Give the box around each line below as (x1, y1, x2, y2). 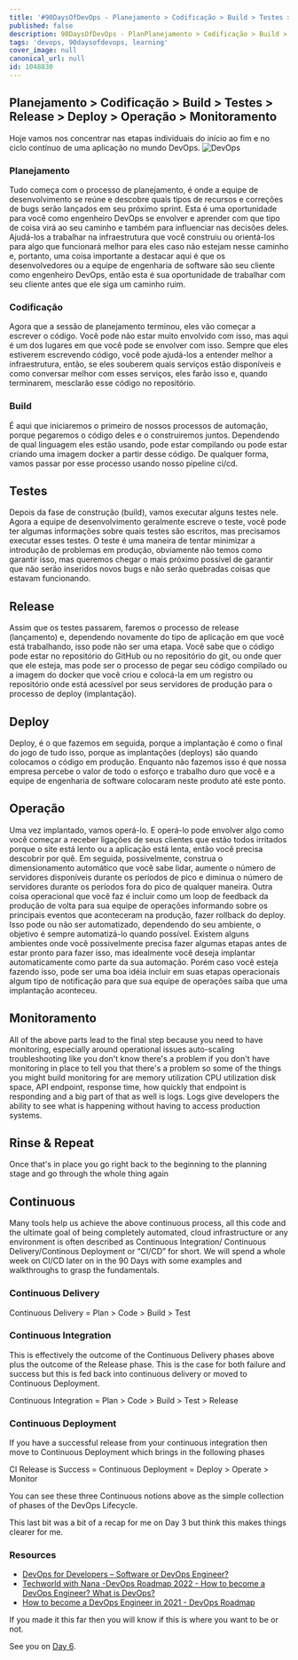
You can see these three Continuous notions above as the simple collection (9, 1490, 285, 1501)
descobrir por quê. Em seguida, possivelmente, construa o (9, 853, 223, 864)
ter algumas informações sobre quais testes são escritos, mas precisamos (9, 526, 281, 537)
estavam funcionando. (9, 573, 91, 584)
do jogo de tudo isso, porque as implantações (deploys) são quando (9, 747, 259, 758)
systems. (9, 1110, 43, 1120)
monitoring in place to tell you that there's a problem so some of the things (9, 1063, 282, 1073)
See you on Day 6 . (9, 1641, 76, 1652)
